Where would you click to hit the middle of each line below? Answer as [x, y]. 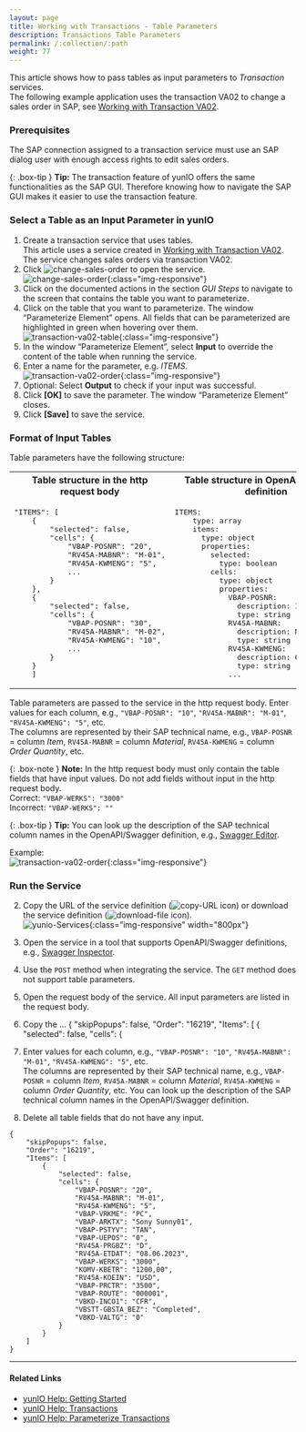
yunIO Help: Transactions [70, 1408]
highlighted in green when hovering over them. [110, 327]
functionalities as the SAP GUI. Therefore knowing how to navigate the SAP [150, 187]
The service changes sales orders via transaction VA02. [127, 259]
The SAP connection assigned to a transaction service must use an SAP [144, 150]
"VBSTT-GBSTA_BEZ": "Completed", [138, 1310]
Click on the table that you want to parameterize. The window [138, 308]
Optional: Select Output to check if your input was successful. [139, 385]
